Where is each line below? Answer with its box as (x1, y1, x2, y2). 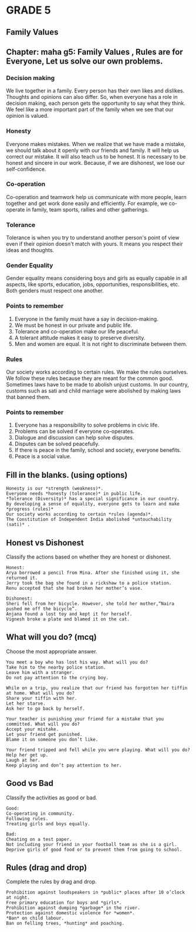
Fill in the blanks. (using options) (6, 470, 128, 480)
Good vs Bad (6, 778, 54, 788)
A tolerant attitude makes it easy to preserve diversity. (14, 334, 146, 341)
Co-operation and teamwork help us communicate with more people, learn (6, 193, 187, 200)
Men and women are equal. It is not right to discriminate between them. (14, 340, 188, 348)
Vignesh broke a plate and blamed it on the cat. (6, 616, 130, 622)
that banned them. (6, 394, 51, 401)
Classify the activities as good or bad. (6, 794, 97, 801)
